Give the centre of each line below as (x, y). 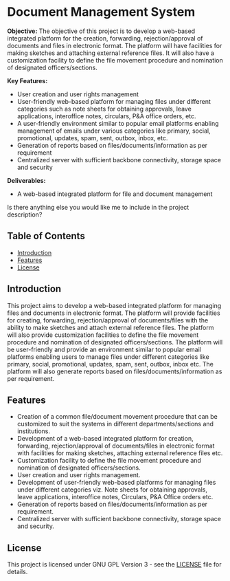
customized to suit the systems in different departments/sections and (115, 424)
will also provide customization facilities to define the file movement (103, 335)
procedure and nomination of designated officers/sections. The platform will (115, 342)
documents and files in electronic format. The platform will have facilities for (115, 45)
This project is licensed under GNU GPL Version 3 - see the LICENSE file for (114, 564)
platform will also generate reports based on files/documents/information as (115, 371)
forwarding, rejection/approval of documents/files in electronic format (116, 446)
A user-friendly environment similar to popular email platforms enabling (118, 123)
